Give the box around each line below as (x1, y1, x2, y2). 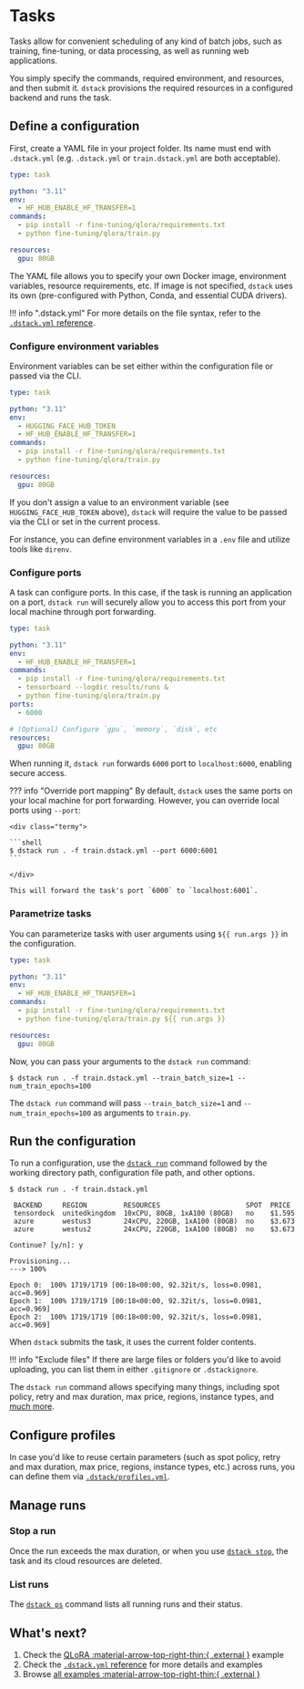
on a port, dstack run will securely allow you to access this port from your (9, 596, 287, 607)
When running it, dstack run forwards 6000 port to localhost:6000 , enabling (9, 758, 293, 769)
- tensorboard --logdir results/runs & (17, 683, 169, 692)
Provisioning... (9, 1257, 71, 1266)
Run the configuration (9, 1133, 137, 1149)
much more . (9, 1401, 55, 1412)
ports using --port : (9, 804, 82, 816)
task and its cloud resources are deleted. (9, 1555, 163, 1566)
